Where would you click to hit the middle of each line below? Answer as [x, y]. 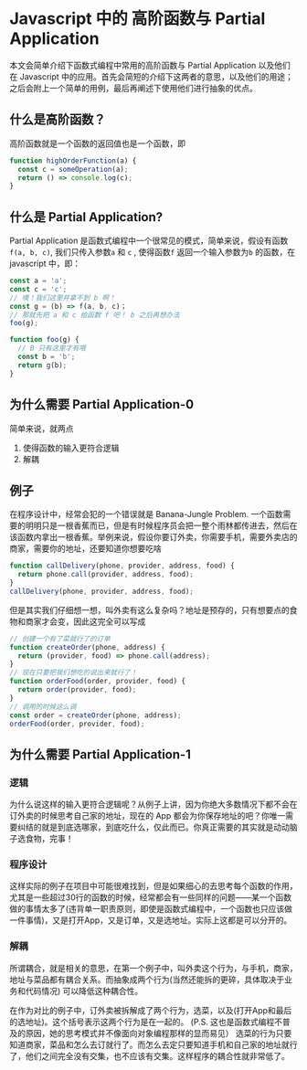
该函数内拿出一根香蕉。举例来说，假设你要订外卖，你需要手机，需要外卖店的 [153, 537]
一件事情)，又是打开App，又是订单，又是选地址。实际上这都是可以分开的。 [151, 920]
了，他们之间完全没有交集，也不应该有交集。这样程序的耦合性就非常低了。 [149, 1055]
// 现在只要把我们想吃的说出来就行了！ [74, 673]
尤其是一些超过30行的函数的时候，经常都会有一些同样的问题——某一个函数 [151, 897]
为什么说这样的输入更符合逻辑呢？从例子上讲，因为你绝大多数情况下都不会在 [153, 804]
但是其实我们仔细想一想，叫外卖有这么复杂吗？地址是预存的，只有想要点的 [149, 609]
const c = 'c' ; [38, 289]
